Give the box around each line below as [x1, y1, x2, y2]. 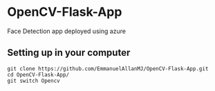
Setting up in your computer [7, 47, 131, 59]
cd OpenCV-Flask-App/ [7, 71, 70, 78]
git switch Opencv [7, 77, 60, 84]
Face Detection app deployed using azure [7, 27, 127, 35]
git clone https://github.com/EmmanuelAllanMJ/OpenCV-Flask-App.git [7, 65, 209, 72]
